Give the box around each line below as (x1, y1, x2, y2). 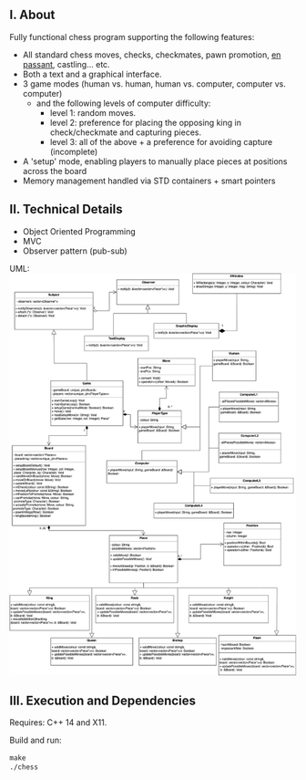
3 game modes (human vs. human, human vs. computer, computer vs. (22, 78, 287, 89)
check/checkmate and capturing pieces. (49, 127, 202, 138)
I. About (9, 7, 56, 23)
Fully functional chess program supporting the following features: (9, 31, 255, 42)
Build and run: (9, 734, 62, 746)
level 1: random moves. (49, 107, 137, 118)
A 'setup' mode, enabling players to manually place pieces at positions (22, 155, 288, 167)
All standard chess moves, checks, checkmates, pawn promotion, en (22, 49, 281, 60)
